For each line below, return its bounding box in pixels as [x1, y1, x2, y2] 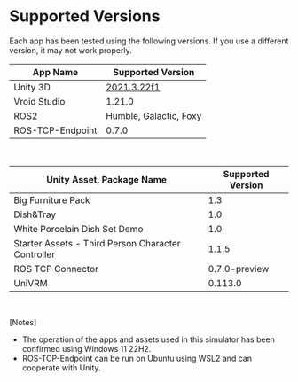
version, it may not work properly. [9, 44, 132, 55]
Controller [13, 248, 56, 261]
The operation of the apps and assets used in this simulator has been [21, 334, 275, 345]
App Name [32, 66, 79, 78]
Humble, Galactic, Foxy [106, 109, 202, 121]
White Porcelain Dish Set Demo [13, 222, 144, 235]
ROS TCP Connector [13, 262, 99, 275]
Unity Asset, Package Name [45, 173, 167, 185]
